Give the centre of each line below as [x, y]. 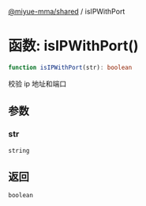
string [19, 151]
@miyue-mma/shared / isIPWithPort [67, 11]
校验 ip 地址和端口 [37, 83]
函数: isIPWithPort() [74, 46]
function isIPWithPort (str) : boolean [70, 67]
